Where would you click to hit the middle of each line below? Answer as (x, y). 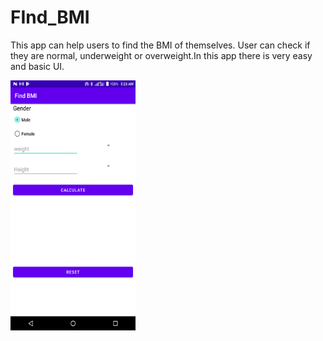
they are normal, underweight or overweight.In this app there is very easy (161, 55)
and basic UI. (37, 66)
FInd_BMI (50, 17)
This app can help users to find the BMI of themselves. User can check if (160, 45)
